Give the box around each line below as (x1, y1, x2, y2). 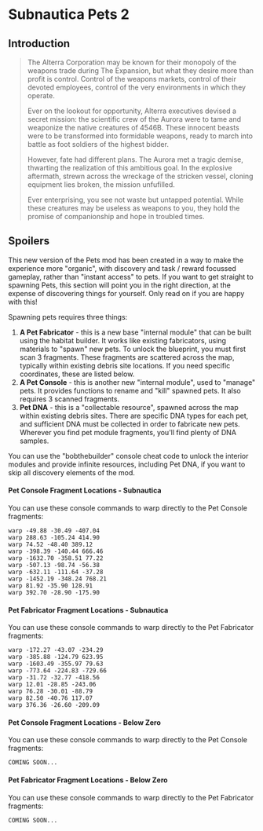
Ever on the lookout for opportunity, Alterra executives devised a (27, 106, 237, 115)
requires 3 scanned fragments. (19, 394, 120, 404)
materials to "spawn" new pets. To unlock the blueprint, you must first (19, 344, 246, 353)
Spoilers (8, 234, 50, 248)
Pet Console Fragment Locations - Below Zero (8, 717, 161, 727)
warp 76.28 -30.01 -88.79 (8, 687, 93, 696)
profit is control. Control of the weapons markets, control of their (27, 75, 237, 83)
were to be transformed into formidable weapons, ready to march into (27, 131, 254, 141)
